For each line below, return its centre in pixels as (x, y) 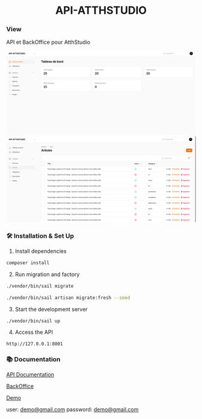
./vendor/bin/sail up (33, 321)
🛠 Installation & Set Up (40, 236)
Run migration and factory (47, 274)
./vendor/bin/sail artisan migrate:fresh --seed (68, 298)
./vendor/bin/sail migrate (40, 286)
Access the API (34, 332)
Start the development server (51, 309)
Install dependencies (41, 251)
